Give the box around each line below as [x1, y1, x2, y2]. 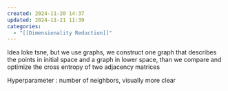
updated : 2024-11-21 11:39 [7, 17, 85, 23]
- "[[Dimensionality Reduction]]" [13, 29, 112, 37]
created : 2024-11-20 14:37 [7, 10, 85, 17]
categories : [7, 23, 41, 30]
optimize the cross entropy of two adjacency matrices [7, 63, 160, 71]
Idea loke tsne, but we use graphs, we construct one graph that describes [7, 48, 217, 57]
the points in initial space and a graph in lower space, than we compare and [7, 56, 222, 64]
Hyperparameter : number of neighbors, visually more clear [7, 77, 176, 85]
